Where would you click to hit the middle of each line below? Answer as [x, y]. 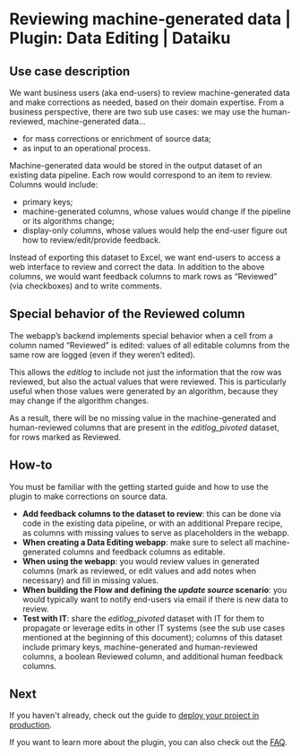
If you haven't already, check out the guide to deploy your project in [134, 716]
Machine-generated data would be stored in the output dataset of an [136, 165]
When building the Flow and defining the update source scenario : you [154, 589]
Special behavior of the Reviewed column [127, 314]
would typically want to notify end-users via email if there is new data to [155, 599]
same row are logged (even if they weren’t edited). [103, 355]
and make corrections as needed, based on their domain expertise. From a [147, 102]
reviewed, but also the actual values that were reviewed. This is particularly [148, 382]
